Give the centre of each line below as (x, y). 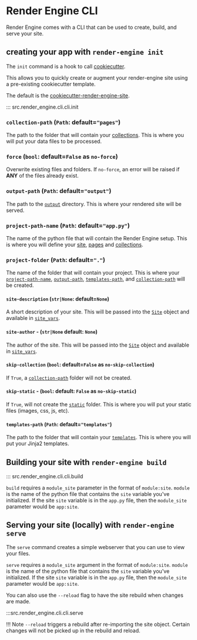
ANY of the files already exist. (43, 176)
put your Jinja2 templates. (38, 443)
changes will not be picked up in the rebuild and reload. (73, 631)
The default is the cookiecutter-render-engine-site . (68, 95)
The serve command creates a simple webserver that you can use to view (96, 547)
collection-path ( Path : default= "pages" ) (63, 122)
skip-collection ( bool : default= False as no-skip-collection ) (80, 365)
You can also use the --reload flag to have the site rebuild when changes (95, 595)
